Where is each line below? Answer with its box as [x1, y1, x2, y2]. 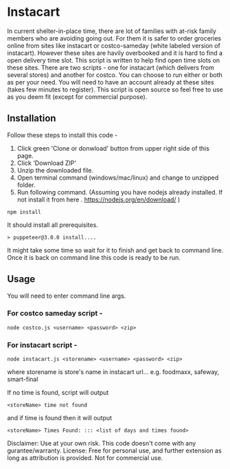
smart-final [7, 375, 38, 384]
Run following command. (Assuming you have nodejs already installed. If [16, 188, 223, 196]
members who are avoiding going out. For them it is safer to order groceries [7, 34, 222, 42]
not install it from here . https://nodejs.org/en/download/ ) [16, 195, 181, 204]
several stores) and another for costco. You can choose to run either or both [7, 70, 223, 79]
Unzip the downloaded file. [16, 166, 94, 174]
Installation [7, 113, 56, 124]
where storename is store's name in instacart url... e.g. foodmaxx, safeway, [7, 368, 220, 376]
